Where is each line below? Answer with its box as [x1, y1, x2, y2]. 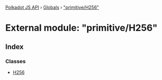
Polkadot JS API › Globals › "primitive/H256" [5, 5, 99, 10]
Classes [5, 58, 26, 65]
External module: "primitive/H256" [5, 22, 158, 34]
